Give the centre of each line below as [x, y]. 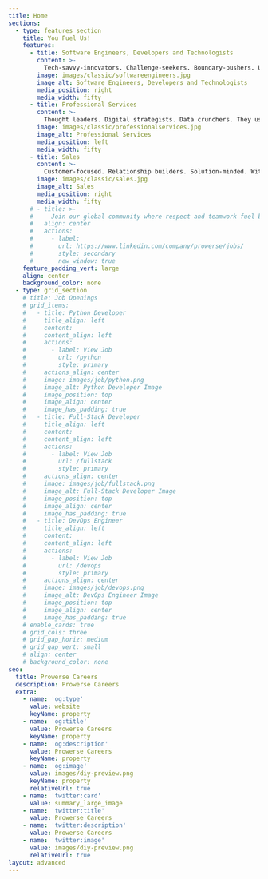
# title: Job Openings [60, 298]
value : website [55, 707]
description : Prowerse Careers [67, 684]
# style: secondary [72, 253]
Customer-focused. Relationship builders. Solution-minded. [146, 172]
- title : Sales [55, 157]
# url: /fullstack [67, 461]
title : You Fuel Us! [57, 38]
